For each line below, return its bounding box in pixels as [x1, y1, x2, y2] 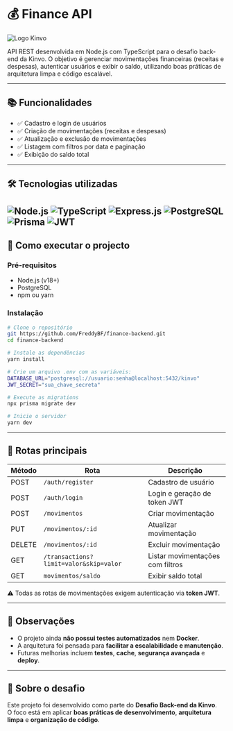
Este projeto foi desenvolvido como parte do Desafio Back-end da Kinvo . [7, 701, 217, 709]
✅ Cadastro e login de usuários [17, 119, 107, 127]
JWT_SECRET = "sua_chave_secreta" [7, 381, 101, 388]
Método [10, 465, 37, 475]
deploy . [17, 656, 40, 664]
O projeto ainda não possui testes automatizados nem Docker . [17, 634, 200, 642]
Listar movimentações [148, 551, 221, 560]
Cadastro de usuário [148, 477, 215, 487]
